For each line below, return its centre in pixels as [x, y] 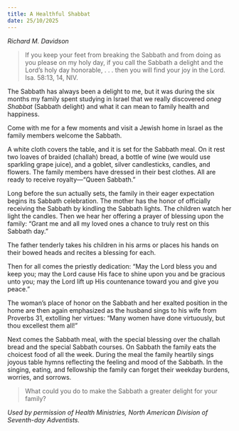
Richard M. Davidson [38, 41]
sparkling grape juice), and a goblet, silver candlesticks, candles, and [109, 164]
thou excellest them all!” [43, 326]
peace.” [19, 289]
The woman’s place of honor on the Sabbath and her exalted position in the [117, 303]
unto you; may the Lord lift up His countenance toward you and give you [113, 281]
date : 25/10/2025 [33, 21]
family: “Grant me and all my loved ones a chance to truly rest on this [108, 223]
